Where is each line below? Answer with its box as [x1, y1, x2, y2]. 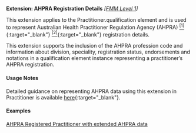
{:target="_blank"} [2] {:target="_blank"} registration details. [6, 29, 150, 38]
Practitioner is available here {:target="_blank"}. [6, 94, 121, 101]
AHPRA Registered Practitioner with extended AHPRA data [6, 120, 148, 127]
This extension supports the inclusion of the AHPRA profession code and [6, 42, 183, 49]
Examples [6, 107, 31, 114]
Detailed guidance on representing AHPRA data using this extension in [6, 88, 177, 95]
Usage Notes [6, 74, 39, 81]
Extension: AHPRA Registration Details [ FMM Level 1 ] [6, 5, 138, 12]
